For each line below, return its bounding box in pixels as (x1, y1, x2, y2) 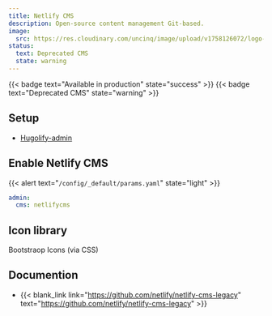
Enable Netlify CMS (8, 156, 108, 170)
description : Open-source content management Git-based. (8, 19, 205, 28)
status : (8, 42, 35, 50)
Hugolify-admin (19, 133, 73, 143)
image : (8, 27, 31, 35)
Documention (8, 268, 79, 282)
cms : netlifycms (15, 201, 70, 209)
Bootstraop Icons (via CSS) (8, 245, 99, 255)
